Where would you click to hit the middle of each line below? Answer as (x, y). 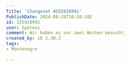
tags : (13, 44)
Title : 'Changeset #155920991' (44, 11)
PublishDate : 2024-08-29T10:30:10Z (49, 17)
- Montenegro (22, 49)
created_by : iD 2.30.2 (33, 38)
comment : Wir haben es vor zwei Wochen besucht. (66, 33)
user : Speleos (23, 27)
